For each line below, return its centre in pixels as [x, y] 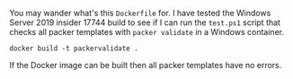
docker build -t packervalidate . [74, 48]
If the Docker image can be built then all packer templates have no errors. [146, 65]
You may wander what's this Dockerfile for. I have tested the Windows [140, 13]
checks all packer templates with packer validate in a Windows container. [147, 32]
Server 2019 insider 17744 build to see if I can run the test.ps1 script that [145, 22]
